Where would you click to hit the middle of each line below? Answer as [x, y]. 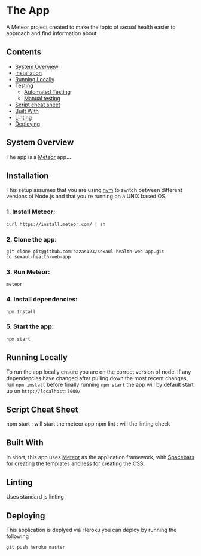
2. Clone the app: [31, 239]
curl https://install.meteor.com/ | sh [56, 224]
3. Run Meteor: [28, 271]
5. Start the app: [30, 326]
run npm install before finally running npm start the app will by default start [100, 384]
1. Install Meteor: [31, 212]
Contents [24, 52]
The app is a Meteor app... [39, 157]
